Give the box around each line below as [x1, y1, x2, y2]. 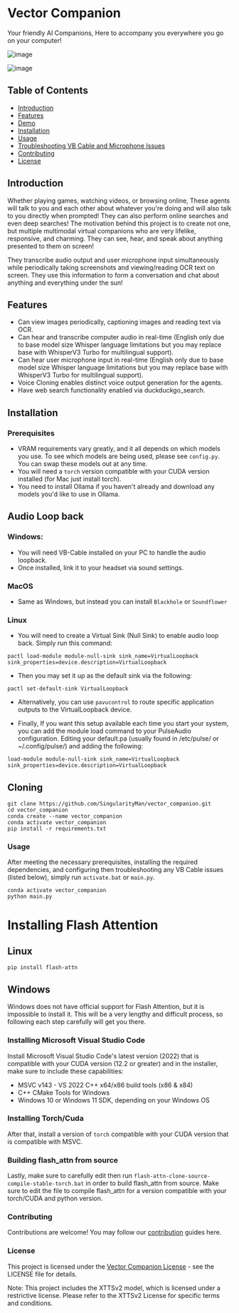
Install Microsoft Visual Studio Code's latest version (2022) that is [7, 1051, 199, 1060]
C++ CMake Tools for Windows [17, 1088, 110, 1097]
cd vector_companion [7, 806, 69, 814]
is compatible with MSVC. [7, 1137, 83, 1146]
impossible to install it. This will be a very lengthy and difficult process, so [7, 1010, 223, 1018]
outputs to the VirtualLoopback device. [17, 705, 132, 714]
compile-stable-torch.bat [7, 1180, 84, 1187]
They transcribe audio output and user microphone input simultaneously [7, 255, 219, 264]
